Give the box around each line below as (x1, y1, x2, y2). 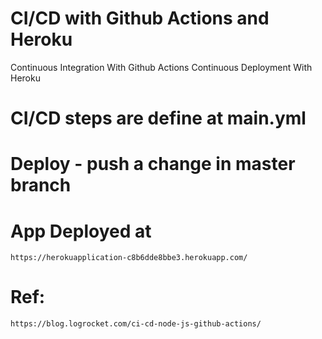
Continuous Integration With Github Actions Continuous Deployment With (10, 61, 313, 73)
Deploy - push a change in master (10, 153, 296, 176)
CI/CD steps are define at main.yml (10, 107, 307, 130)
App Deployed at (10, 220, 152, 242)
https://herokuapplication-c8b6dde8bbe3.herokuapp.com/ (10, 253, 248, 263)
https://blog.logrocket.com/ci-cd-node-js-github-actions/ (10, 319, 262, 329)
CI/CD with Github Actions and (10, 7, 270, 30)
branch (10, 174, 72, 197)
